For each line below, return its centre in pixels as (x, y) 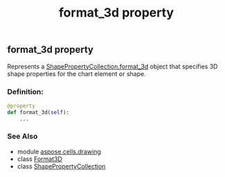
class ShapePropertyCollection (61, 166)
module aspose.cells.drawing (59, 151)
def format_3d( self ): (38, 112)
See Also (22, 136)
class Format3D (39, 159)
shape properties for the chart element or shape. (77, 73)
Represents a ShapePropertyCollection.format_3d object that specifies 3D (112, 66)
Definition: (25, 91)
